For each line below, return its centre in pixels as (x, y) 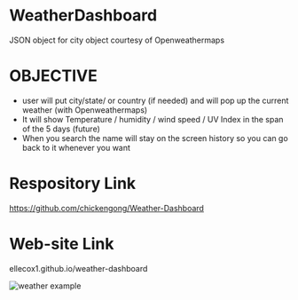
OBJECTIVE (53, 76)
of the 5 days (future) (61, 129)
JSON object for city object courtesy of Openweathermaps (117, 40)
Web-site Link (62, 244)
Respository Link (73, 184)
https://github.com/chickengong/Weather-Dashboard (106, 208)
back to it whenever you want (76, 147)
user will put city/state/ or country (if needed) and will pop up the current (155, 100)
